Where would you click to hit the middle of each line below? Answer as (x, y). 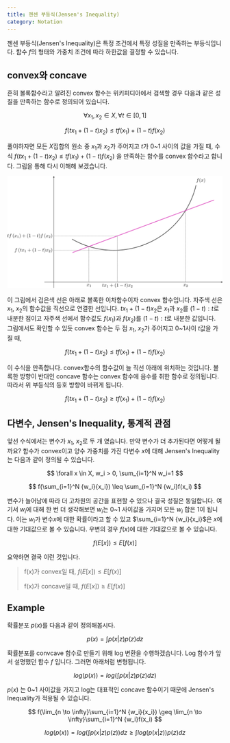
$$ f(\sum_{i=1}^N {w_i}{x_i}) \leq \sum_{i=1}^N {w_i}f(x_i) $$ (115, 486)
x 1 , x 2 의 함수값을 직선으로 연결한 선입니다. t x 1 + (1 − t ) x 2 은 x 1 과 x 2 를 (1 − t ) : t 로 (113, 309)
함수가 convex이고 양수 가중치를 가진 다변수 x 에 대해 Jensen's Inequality (122, 450)
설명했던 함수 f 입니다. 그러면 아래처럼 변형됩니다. (80, 662)
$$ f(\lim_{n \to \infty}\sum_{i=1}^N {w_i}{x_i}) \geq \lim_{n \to (115, 712)
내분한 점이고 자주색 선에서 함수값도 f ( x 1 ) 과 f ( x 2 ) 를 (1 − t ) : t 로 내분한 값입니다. (112, 319)
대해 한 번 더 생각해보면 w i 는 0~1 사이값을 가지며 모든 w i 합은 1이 (119, 510)
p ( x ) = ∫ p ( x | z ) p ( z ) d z (115, 639)
